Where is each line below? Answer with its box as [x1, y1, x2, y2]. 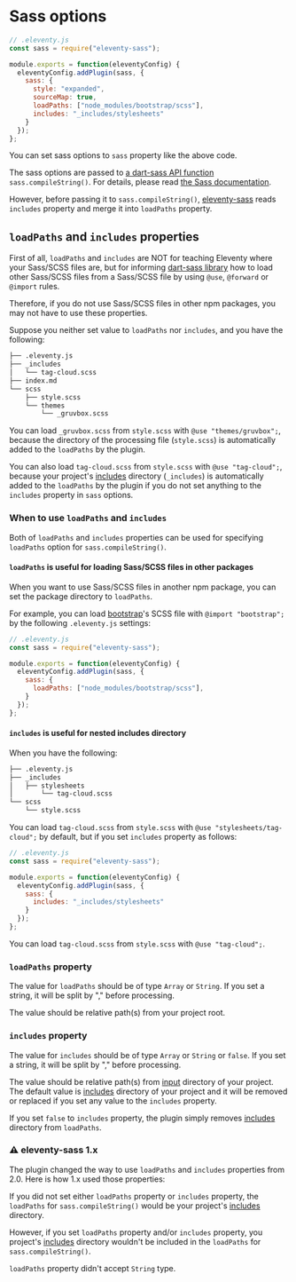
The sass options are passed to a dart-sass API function [9, 167, 214, 178]
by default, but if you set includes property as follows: [39, 832, 238, 843]
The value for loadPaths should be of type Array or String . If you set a [9, 981, 265, 992]
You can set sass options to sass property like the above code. [9, 150, 238, 161]
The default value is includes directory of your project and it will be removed [9, 1086, 288, 1096]
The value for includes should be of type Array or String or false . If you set [9, 1049, 286, 1060]
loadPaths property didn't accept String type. [9, 1262, 176, 1273]
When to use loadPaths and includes [9, 512, 167, 525]
